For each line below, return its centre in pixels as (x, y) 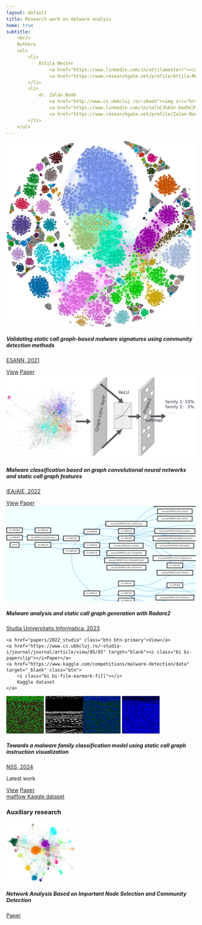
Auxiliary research (34, 812)
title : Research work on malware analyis (59, 19)
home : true (20, 25)
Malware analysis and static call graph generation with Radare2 (89, 613)
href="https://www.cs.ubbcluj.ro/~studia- (68, 646)
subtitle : (19, 32)
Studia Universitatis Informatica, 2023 (53, 628)
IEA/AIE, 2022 (23, 491)
